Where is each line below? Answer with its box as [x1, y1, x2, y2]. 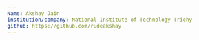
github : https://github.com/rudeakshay [7, 22, 122, 29]
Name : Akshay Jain [7, 9, 60, 17]
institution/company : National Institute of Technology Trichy [7, 16, 193, 23]
